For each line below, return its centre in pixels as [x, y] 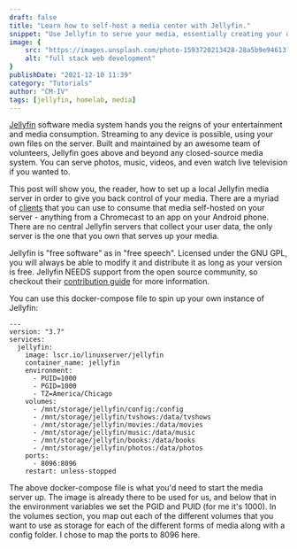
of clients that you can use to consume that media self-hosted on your [137, 208]
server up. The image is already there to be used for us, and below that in [143, 498]
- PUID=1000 [54, 379]
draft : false [33, 17]
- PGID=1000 [54, 386]
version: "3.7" [37, 332]
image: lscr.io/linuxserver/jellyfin [95, 355]
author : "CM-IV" [39, 91]
